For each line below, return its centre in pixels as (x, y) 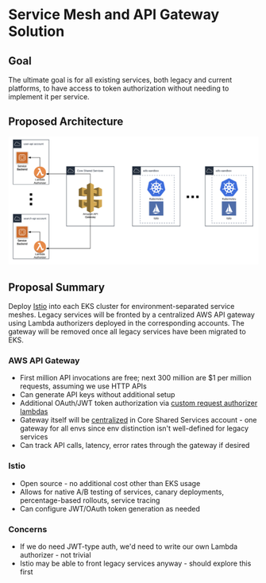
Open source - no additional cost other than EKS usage (110, 483)
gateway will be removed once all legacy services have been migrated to (127, 332)
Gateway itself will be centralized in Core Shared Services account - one (138, 420)
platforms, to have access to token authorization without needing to (119, 88)
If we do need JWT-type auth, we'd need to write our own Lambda (129, 546)
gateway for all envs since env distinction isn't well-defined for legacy (134, 429)
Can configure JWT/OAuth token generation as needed (110, 508)
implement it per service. (49, 97)
